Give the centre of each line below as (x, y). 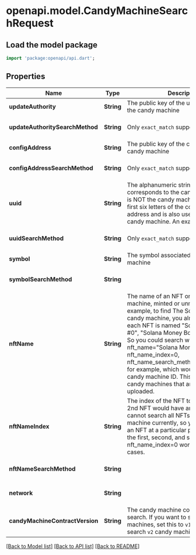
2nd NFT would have (155, 408)
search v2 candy (149, 532)
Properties (26, 76)
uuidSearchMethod (36, 238)
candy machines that (156, 383)
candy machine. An (153, 221)
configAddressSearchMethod (51, 168)
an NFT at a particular (157, 430)
